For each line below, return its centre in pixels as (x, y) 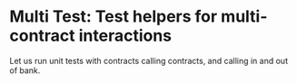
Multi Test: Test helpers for (114, 17)
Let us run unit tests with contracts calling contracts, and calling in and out (149, 60)
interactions (125, 36)
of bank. (25, 70)
